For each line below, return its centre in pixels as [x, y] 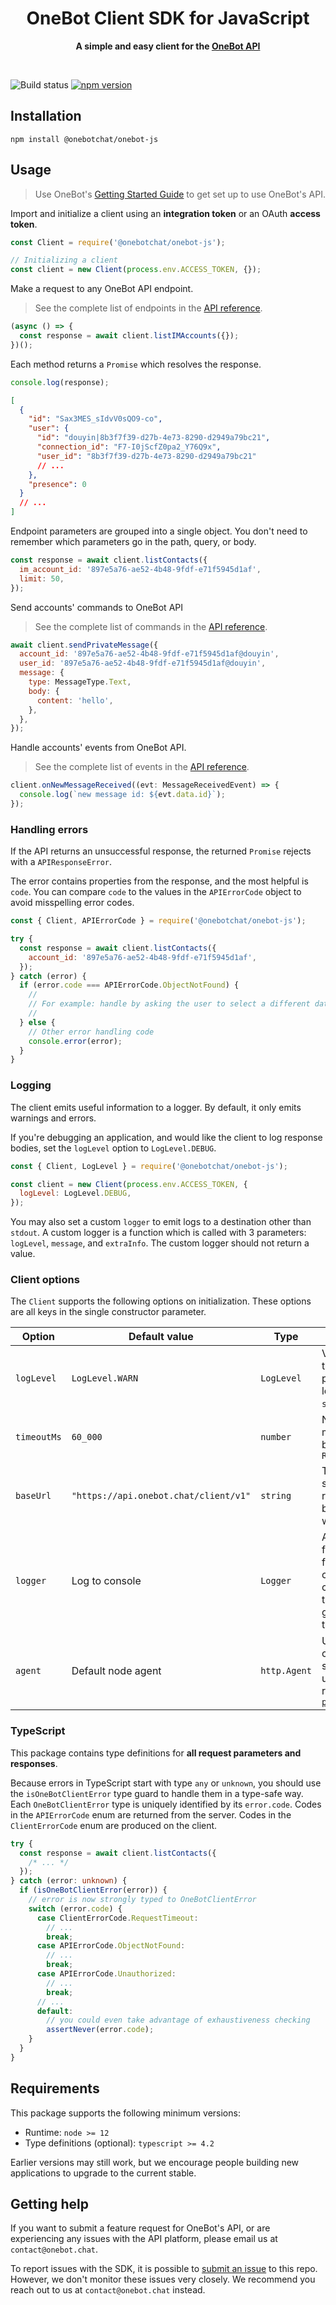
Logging [31, 1085]
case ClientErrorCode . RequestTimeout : [117, 1918]
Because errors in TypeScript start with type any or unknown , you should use [166, 1783]
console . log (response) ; [60, 382]
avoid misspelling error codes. [72, 903]
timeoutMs [38, 1437]
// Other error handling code [91, 1032]
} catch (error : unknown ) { [69, 1881]
